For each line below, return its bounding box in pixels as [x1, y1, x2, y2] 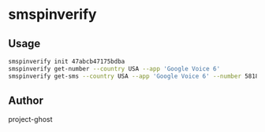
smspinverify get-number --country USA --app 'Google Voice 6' [8, 64, 221, 72]
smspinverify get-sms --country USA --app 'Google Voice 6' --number [8, 72, 242, 80]
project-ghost [8, 115, 53, 124]
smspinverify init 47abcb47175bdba [8, 57, 125, 65]
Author [8, 94, 43, 108]
